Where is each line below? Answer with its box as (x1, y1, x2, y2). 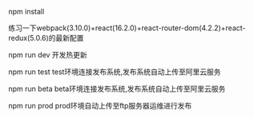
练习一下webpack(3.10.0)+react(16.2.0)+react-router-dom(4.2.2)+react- (8, 23, 246, 33)
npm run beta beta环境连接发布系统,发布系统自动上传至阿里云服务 (8, 84, 226, 93)
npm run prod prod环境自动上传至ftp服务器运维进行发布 (8, 101, 192, 110)
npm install (8, 7, 45, 16)
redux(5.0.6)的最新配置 (8, 33, 84, 42)
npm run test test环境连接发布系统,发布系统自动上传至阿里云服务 (8, 67, 221, 77)
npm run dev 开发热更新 (8, 50, 88, 59)
